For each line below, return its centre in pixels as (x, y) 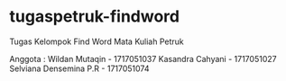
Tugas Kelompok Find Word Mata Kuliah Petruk (97, 41)
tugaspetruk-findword (95, 17)
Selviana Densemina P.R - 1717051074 (79, 68)
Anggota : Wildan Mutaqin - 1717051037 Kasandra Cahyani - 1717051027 (143, 58)
